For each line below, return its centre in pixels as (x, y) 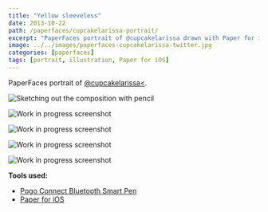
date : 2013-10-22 (37, 23)
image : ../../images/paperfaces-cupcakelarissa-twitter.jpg (110, 45)
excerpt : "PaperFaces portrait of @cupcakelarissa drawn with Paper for (132, 38)
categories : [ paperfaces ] (51, 53)
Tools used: (28, 175)
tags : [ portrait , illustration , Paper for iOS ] (89, 61)
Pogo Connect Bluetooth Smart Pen (78, 190)
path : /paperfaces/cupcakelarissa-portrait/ (83, 30)
